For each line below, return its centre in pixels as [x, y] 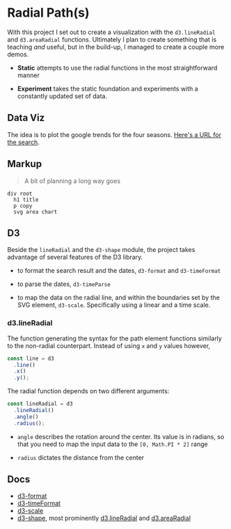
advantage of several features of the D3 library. [75, 257]
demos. [18, 54]
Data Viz [26, 118]
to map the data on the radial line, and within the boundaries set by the [119, 298]
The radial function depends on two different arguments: [88, 391]
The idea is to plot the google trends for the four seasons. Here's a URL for [114, 134]
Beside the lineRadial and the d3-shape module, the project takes [101, 250]
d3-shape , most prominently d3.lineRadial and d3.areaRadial [104, 518]
